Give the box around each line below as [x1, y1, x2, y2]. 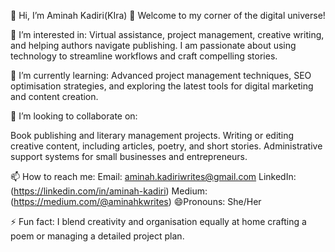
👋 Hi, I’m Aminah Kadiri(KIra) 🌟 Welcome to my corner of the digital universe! [10, 10, 326, 21]
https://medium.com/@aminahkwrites [13, 196, 169, 207]
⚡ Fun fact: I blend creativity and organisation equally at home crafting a [10, 216, 307, 227]
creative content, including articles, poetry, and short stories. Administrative [10, 140, 323, 152]
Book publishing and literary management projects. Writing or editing [10, 130, 295, 141]
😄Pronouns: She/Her [173, 196, 262, 207]
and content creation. [10, 91, 99, 102]
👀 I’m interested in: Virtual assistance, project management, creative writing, [10, 29, 325, 40]
